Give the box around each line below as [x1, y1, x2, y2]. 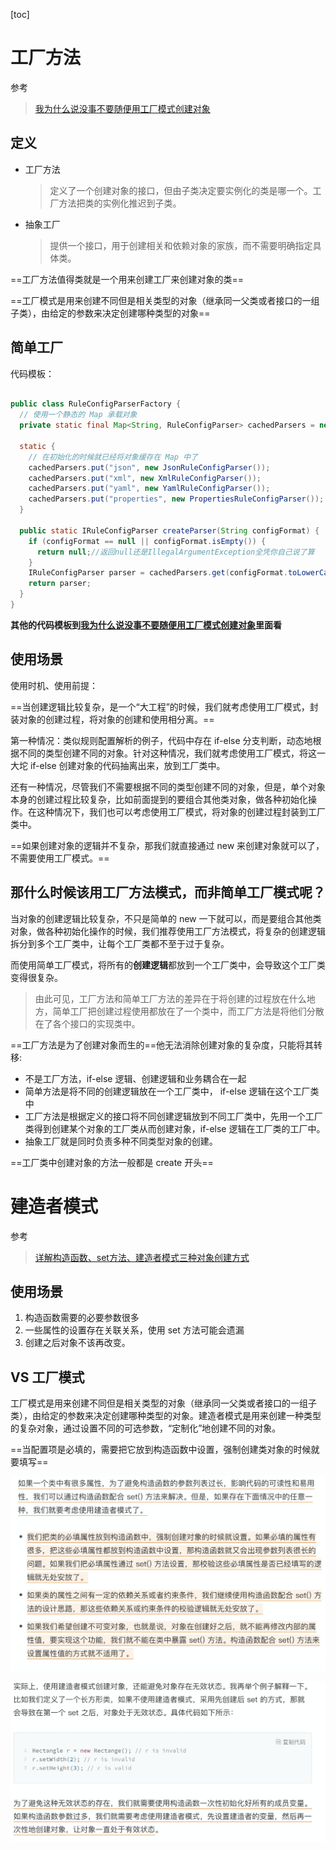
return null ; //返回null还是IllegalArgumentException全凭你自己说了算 [36, 547, 315, 557]
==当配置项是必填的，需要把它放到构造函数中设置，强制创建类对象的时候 [10, 1444, 312, 1456]
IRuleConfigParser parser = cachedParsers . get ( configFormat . [28, 568, 288, 578]
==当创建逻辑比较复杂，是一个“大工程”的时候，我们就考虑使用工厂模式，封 [10, 700, 319, 713]
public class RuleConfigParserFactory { [10, 399, 182, 409]
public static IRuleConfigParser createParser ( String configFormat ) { [19, 525, 320, 536]
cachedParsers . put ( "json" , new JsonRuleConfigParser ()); [28, 462, 271, 473]
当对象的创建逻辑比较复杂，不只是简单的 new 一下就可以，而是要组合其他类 [10, 912, 322, 924]
